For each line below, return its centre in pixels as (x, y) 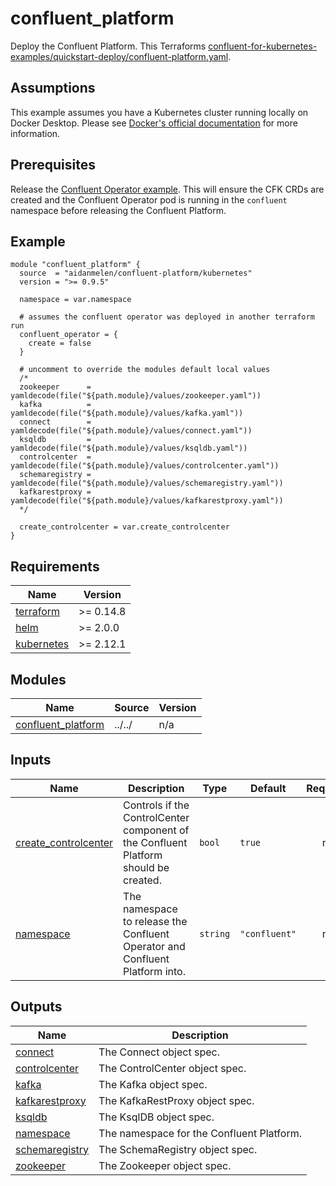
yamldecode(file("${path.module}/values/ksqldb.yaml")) (129, 448)
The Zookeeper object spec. (165, 1165)
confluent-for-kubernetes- (263, 46)
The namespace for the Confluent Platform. (200, 1133)
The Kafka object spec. (153, 1084)
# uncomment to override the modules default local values (145, 370)
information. (35, 133)
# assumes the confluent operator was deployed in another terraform (167, 317)
